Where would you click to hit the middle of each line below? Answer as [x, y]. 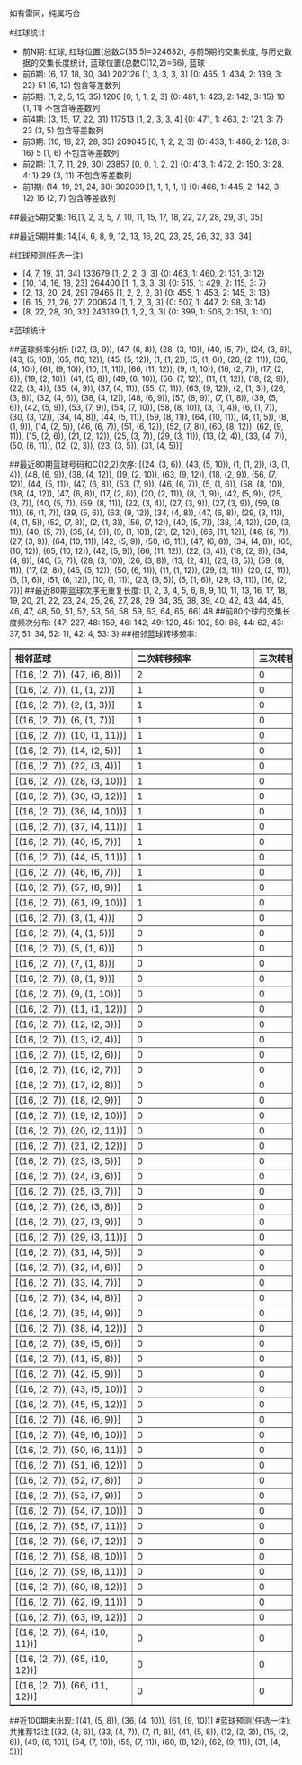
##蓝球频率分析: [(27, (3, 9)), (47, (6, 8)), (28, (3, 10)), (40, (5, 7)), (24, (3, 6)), [151, 349]
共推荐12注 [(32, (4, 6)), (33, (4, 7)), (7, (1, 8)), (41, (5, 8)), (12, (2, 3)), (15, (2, [149, 1732]
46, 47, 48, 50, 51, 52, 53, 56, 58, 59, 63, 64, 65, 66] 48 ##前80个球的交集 [146, 611]
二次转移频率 [164, 659]
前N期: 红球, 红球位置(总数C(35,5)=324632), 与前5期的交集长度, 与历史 [153, 51]
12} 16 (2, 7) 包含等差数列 [69, 198]
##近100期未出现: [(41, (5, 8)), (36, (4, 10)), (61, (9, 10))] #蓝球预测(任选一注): [151, 1720]
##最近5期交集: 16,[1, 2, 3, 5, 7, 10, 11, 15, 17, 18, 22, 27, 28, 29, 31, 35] [136, 217]
